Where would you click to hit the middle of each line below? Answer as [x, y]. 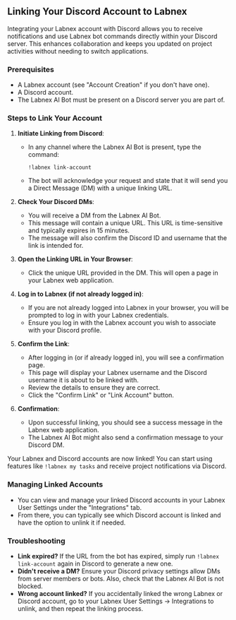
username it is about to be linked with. [83, 380]
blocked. [30, 586]
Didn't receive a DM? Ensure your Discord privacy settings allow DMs [119, 571]
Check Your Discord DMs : [56, 202]
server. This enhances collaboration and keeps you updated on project [110, 43]
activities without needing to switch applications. [78, 51]
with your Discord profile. [65, 330]
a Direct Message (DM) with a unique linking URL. [100, 188]
